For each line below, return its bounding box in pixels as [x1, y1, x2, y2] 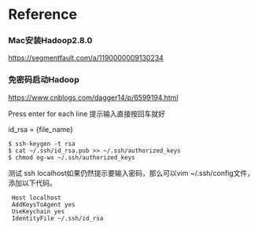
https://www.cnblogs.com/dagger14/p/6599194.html [8, 93, 179, 102]
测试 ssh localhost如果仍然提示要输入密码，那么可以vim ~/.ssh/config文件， [8, 168, 254, 177]
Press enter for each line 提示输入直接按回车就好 [8, 108, 166, 119]
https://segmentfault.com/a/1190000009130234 [8, 53, 164, 63]
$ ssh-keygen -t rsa [8, 140, 76, 148]
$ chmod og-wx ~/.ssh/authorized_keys [8, 153, 135, 162]
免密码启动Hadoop [8, 75, 80, 86]
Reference [8, 5, 77, 24]
